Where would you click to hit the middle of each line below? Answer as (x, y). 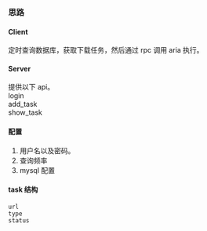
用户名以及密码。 (47, 150)
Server (20, 68)
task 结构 (23, 189)
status (19, 220)
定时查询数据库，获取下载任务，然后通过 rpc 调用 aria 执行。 (106, 50)
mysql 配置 (37, 170)
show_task (25, 112)
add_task (23, 104)
